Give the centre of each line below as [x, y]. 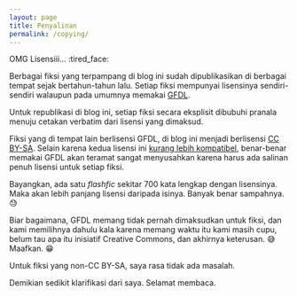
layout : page [33, 17]
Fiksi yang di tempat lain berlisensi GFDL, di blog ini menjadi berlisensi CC [145, 139]
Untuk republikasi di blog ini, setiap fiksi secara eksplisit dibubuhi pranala [143, 113]
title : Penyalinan [43, 26]
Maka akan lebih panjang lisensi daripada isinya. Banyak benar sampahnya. [147, 194]
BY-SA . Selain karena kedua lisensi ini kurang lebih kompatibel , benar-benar [148, 148]
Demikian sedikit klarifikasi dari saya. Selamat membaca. [113, 283]
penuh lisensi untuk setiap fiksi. [66, 167]
